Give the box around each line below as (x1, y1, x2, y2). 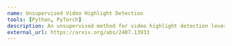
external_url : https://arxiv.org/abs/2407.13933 (7, 28, 150, 36)
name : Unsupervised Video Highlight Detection (7, 9, 144, 17)
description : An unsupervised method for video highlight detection (7, 22, 209, 29)
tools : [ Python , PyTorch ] (7, 16, 81, 23)
